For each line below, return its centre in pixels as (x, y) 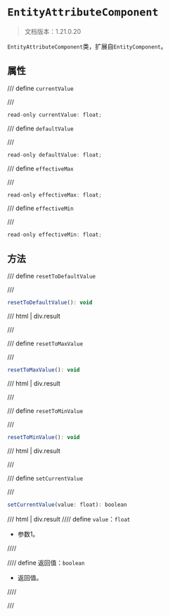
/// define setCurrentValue (45, 478)
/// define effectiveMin (40, 208)
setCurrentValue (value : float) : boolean (67, 505)
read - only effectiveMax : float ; (54, 195)
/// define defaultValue (40, 128)
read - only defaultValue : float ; (54, 155)
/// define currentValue (40, 88)
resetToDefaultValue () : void (50, 303)
